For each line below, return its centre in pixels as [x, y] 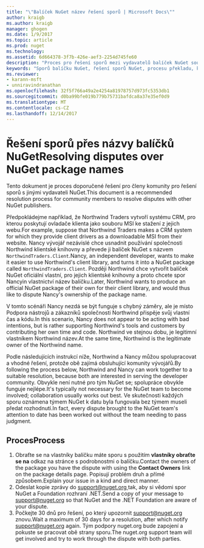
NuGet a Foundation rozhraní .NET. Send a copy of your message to [99, 494]
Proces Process [36, 440]
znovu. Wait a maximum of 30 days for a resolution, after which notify [101, 519]
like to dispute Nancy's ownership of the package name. [77, 294]
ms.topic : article [29, 40]
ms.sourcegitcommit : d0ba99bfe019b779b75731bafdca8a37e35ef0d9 [88, 96]
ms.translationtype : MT [36, 102]
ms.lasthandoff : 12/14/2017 [42, 113]
